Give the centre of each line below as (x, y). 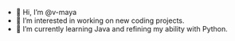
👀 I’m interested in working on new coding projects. (100, 20)
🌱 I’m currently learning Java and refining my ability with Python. (122, 29)
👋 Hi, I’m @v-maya (46, 12)
